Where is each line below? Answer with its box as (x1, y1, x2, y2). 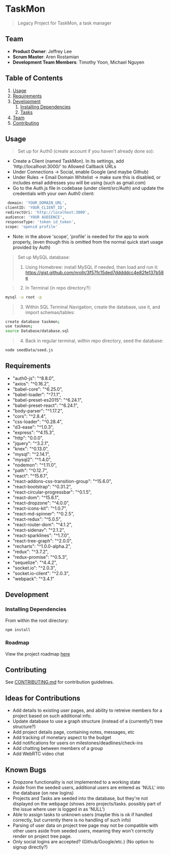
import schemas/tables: (25, 309, 75, 315)
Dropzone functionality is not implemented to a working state (12, 779, 141, 785)
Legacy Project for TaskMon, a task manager (17, 20, 112, 26)
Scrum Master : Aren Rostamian (12, 54, 79, 60)
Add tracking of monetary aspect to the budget (12, 735, 112, 741)
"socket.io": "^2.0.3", (12, 564, 56, 571)
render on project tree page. (12, 833, 72, 839)
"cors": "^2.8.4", (12, 413, 47, 419)
